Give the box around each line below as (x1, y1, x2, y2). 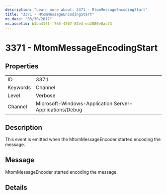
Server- (113, 100, 133, 107)
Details (5, 184, 27, 192)
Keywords (7, 84, 31, 91)
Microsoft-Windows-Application (35, 100, 113, 107)
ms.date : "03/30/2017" (5, 16, 52, 21)
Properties (5, 62, 39, 70)
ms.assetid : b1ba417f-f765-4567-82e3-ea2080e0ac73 (5, 21, 112, 26)
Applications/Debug (35, 106, 83, 113)
